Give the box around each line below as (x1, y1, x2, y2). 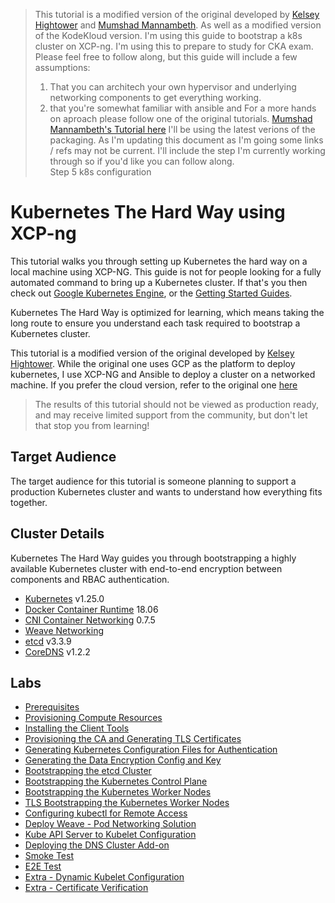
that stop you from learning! (34, 419, 150, 431)
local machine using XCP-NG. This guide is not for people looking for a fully (10, 265, 322, 278)
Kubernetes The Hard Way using (10, 201, 286, 224)
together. (10, 496, 48, 508)
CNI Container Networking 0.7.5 (24, 614, 156, 626)
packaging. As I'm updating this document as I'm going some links (49, 134, 324, 146)
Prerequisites (24, 701, 80, 713)
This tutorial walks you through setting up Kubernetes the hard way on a (10, 255, 308, 267)
